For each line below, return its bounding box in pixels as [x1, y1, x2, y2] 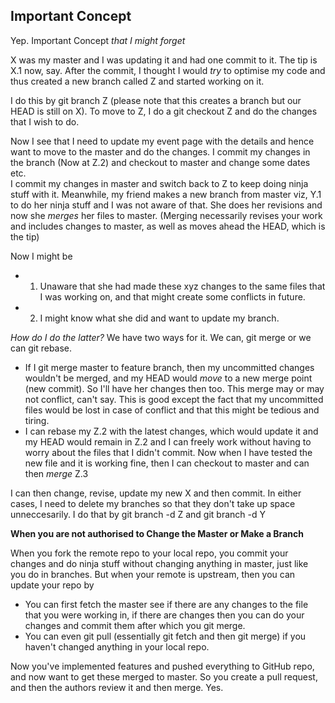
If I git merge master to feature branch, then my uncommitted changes [24, 361, 315, 373]
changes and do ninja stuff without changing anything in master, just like [10, 557, 309, 569]
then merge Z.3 [24, 467, 89, 479]
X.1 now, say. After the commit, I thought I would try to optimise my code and [10, 64, 326, 76]
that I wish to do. [10, 115, 80, 128]
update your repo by [10, 579, 95, 591]
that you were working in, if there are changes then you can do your [24, 609, 305, 621]
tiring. [24, 414, 50, 426]
